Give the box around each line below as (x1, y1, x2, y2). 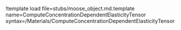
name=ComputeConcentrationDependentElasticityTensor (5, 11, 146, 18)
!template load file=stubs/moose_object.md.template (5, 5, 135, 12)
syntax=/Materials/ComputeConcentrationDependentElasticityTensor (5, 18, 175, 24)
